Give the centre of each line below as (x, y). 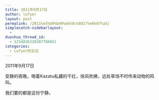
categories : (17, 46)
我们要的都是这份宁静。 (29, 93)
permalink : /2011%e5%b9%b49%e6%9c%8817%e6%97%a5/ (58, 23)
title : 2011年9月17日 (26, 10)
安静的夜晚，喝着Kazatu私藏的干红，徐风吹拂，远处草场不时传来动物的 (78, 76)
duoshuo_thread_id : (25, 37)
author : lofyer (21, 14)
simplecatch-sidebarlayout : (34, 28)
